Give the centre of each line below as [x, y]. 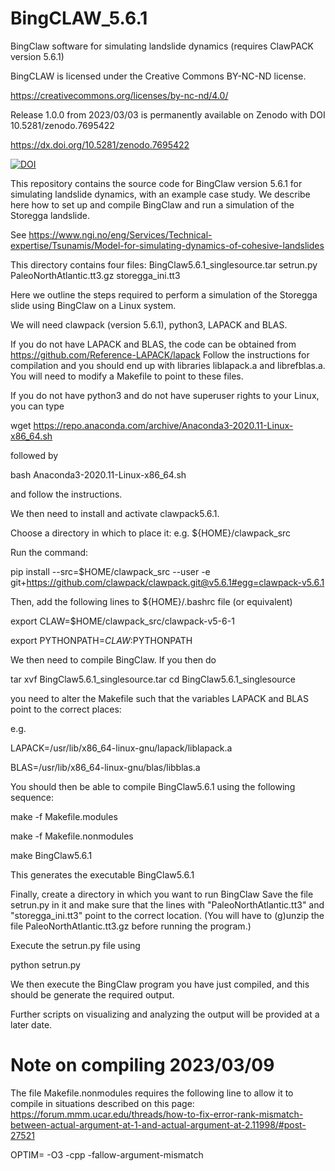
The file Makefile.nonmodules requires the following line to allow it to [152, 1093]
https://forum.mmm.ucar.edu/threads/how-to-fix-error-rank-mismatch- [157, 1114]
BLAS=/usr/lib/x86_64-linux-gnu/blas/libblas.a [105, 767]
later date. [31, 1024]
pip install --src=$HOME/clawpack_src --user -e [110, 571]
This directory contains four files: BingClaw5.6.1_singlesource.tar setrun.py [164, 264]
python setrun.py [45, 964]
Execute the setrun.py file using [75, 945]
